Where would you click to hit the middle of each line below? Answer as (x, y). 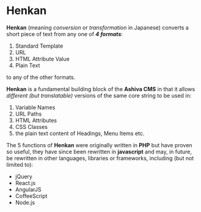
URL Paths (28, 114)
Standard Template (39, 46)
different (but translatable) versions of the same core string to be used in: (99, 95)
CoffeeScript (31, 196)
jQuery (24, 176)
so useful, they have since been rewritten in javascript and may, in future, (99, 152)
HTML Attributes (36, 120)
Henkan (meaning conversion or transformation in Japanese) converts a (98, 27)
